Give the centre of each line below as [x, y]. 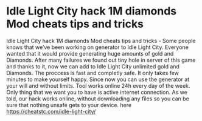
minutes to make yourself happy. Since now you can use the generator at [98, 79]
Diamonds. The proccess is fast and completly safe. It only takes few [93, 73]
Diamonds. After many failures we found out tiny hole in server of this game [101, 60]
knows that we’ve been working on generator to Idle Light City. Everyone [97, 47]
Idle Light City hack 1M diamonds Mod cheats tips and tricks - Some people [101, 41]
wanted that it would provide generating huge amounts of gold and [90, 53]
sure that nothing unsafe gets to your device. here [69, 105]
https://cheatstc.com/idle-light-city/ [51, 111]
